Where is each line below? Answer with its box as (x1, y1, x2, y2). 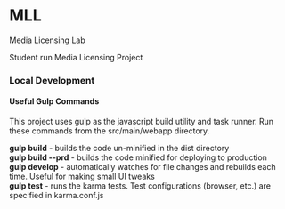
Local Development (9, 74, 95, 86)
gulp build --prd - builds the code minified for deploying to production (9, 152, 267, 163)
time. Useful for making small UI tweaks (9, 171, 156, 182)
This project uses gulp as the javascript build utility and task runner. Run (9, 117, 274, 127)
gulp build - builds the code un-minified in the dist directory (9, 143, 230, 154)
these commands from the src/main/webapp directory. (9, 125, 210, 136)
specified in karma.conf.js (9, 190, 104, 201)
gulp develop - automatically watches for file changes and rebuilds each (9, 162, 276, 173)
